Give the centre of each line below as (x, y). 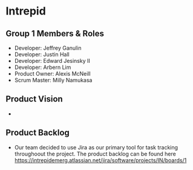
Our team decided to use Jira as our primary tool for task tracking (96, 147)
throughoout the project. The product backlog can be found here (95, 154)
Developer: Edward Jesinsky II (52, 61)
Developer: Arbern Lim (43, 67)
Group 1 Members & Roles (55, 34)
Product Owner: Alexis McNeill (53, 74)
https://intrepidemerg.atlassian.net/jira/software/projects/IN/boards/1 (100, 160)
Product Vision (34, 99)
